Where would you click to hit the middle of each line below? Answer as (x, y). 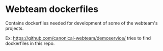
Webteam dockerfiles (52, 9)
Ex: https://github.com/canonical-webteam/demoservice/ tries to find (78, 38)
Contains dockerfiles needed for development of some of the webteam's (81, 23)
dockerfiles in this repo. (30, 43)
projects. (15, 28)
